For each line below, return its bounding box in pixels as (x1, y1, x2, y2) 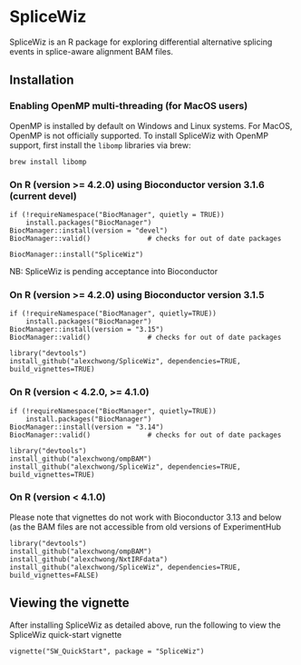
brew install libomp (9, 157, 88, 166)
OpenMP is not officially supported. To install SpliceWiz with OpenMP (9, 130, 269, 141)
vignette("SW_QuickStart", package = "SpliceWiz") (9, 647, 205, 656)
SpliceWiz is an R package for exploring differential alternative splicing (9, 36, 273, 47)
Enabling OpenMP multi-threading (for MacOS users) (9, 100, 248, 113)
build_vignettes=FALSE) (9, 571, 100, 580)
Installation (9, 73, 74, 88)
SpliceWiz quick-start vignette (9, 629, 122, 640)
